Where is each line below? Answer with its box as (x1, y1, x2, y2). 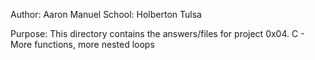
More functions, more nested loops (10, 39, 155, 50)
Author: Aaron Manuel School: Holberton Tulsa (10, 9, 202, 20)
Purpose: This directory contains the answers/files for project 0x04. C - (10, 28, 305, 39)
